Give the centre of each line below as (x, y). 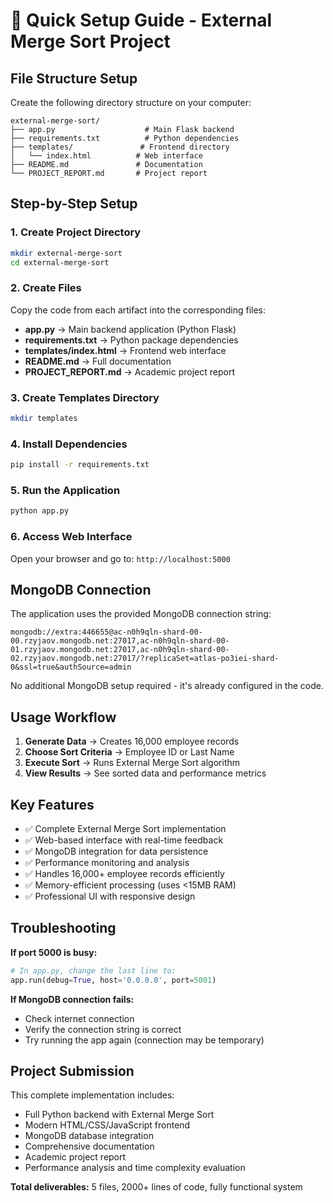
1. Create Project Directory (76, 232)
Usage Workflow (63, 717)
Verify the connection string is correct (103, 1029)
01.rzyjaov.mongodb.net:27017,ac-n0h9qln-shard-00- (120, 650)
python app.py (40, 511)
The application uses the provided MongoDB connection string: (141, 614)
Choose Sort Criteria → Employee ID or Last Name (129, 752)
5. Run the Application (65, 490)
